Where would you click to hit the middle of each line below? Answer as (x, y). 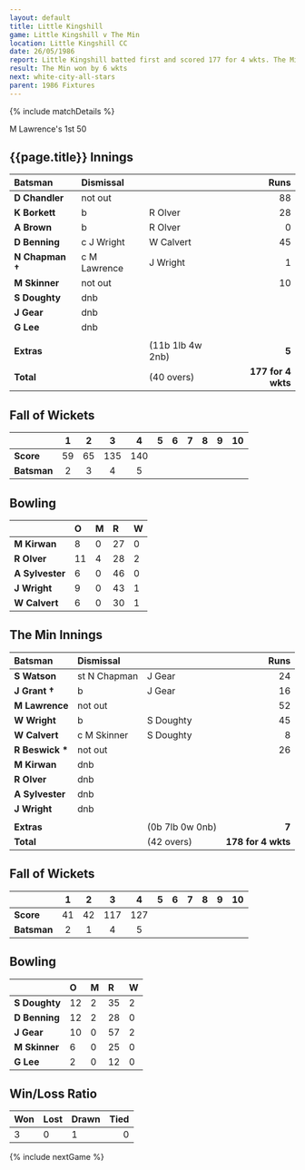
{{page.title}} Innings (72, 157)
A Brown (33, 228)
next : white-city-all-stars (63, 77)
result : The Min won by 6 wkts (69, 69)
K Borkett (35, 212)
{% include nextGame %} (57, 1157)
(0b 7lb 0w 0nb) (182, 827)
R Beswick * (41, 750)
